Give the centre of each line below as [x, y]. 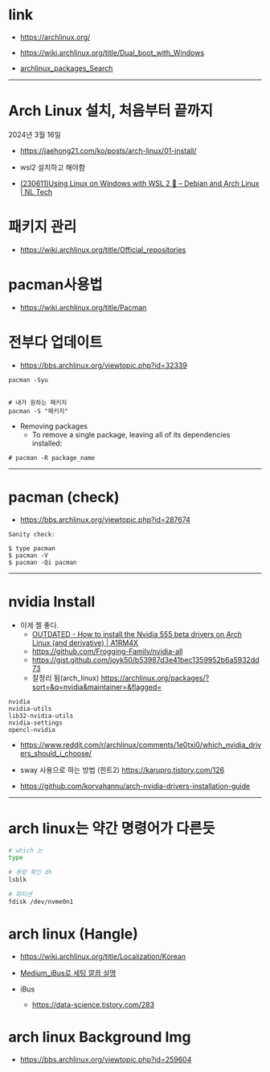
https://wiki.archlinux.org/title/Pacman [83, 307]
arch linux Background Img [100, 1037]
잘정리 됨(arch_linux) [65, 678]
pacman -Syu [28, 380]
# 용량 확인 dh [30, 873]
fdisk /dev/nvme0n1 [41, 902]
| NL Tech [36, 191]
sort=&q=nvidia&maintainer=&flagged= [97, 687]
